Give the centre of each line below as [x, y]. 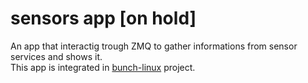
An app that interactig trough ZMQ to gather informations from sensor [154, 46]
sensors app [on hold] [103, 18]
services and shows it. [56, 56]
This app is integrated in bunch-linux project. [103, 67]
